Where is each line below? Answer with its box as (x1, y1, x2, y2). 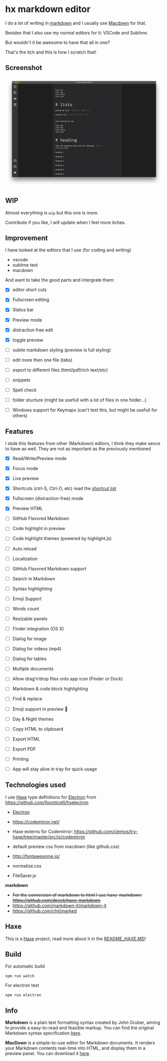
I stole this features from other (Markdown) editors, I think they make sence (5, 440, 161, 446)
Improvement (5, 233, 48, 242)
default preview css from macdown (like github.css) (12, 843, 119, 849)
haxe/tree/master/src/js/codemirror (12, 833, 85, 839)
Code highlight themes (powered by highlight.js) (12, 535, 112, 541)
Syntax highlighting (12, 585, 52, 591)
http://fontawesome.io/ (12, 853, 60, 859)
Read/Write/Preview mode (12, 455, 66, 461)
